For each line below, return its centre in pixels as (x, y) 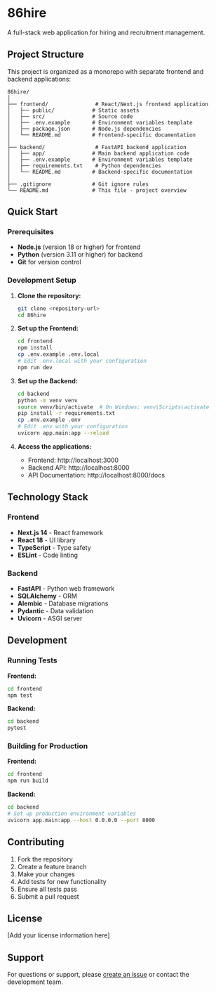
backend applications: (39, 79)
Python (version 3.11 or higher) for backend (80, 255)
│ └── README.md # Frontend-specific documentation (102, 135)
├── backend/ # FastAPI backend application (97, 147)
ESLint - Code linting (48, 555)
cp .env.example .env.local (58, 354)
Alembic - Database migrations (63, 603)
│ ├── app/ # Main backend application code (99, 153)
